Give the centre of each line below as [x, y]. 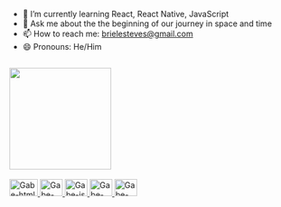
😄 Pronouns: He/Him [62, 47]
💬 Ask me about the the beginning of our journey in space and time [147, 24]
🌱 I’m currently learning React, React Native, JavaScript [126, 14]
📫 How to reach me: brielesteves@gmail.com [108, 33]
